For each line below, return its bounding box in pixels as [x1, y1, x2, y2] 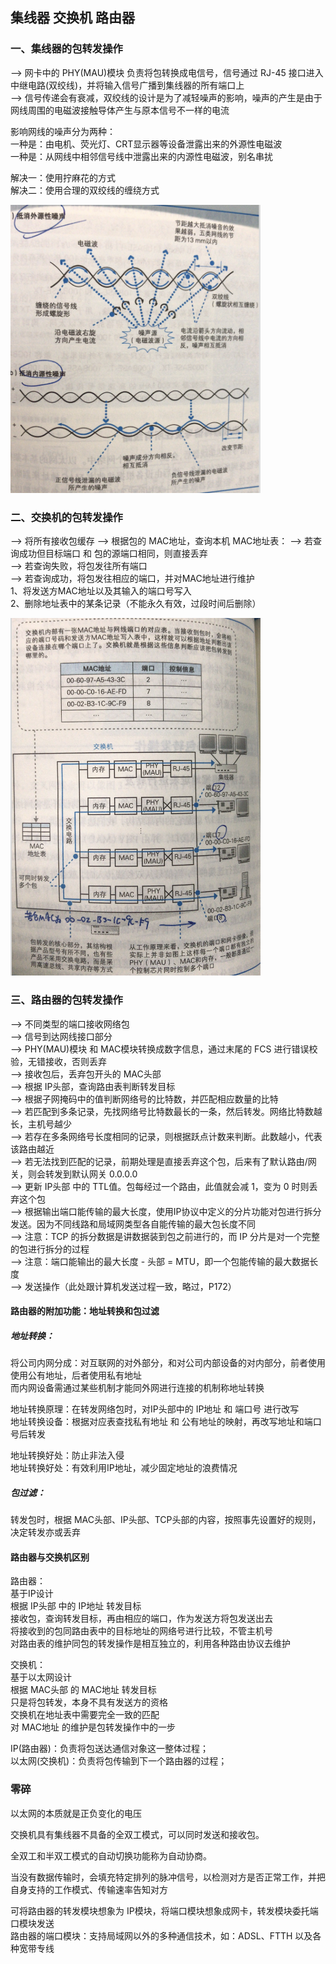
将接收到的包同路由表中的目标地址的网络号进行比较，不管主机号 [10, 1625, 273, 1637]
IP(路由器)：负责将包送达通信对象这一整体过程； [10, 1743, 209, 1755]
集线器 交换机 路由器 [10, 9, 135, 27]
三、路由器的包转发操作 [10, 993, 123, 1007]
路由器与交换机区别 [10, 1551, 90, 1563]
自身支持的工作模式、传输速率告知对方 [10, 1883, 168, 1895]
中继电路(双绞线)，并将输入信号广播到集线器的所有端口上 [10, 79, 245, 91]
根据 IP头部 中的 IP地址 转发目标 [10, 1600, 142, 1612]
